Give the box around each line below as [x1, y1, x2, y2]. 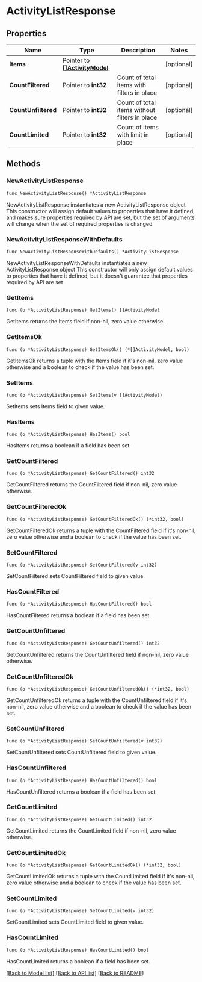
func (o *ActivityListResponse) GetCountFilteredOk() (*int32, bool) [6, 516, 185, 522]
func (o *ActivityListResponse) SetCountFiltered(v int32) [6, 562, 158, 568]
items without [117, 106, 155, 114]
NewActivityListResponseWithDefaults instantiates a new [6, 259, 147, 266]
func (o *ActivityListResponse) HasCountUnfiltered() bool [6, 777, 158, 783]
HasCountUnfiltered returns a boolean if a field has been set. [6, 788, 158, 795]
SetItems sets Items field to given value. [6, 402, 105, 410]
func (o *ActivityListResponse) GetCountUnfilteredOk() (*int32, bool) [6, 686, 189, 692]
